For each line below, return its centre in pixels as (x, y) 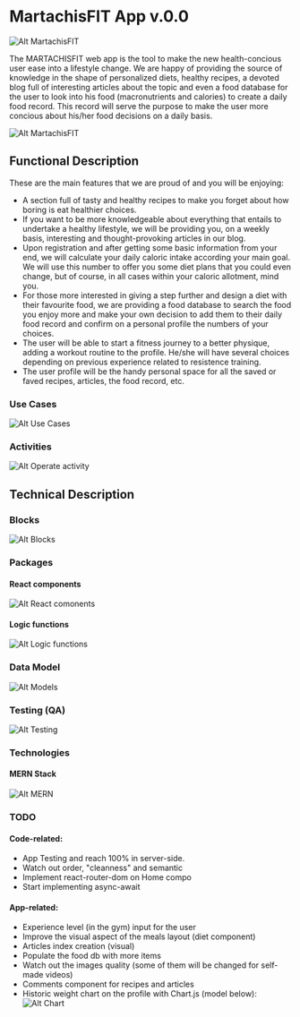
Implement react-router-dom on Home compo (107, 877)
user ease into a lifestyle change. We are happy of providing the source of (146, 68)
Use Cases (33, 404)
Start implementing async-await (81, 887)
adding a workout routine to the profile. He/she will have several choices (156, 352)
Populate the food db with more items (91, 956)
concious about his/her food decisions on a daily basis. (111, 115)
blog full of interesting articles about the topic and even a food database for (149, 87)
